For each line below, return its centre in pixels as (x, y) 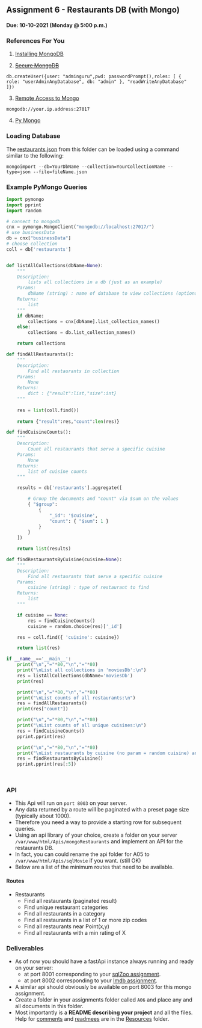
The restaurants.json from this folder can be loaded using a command (93, 149)
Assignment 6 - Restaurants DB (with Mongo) (93, 10)
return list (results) (44, 549)
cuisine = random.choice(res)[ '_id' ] (75, 626)
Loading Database (33, 136)
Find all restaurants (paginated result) (70, 900)
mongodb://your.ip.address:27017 (48, 109)
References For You (35, 40)
